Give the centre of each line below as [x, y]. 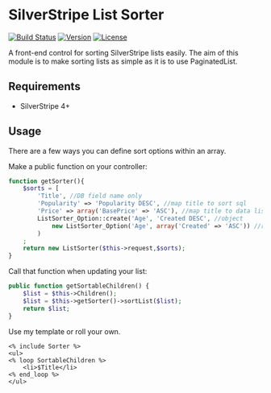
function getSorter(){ [46, 181]
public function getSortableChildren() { [79, 286]
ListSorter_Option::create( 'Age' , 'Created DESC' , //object [140, 218]
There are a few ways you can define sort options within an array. [117, 151]
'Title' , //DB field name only [90, 196]
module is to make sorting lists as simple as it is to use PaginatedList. [123, 61]
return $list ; [46, 308]
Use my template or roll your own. [65, 331]
